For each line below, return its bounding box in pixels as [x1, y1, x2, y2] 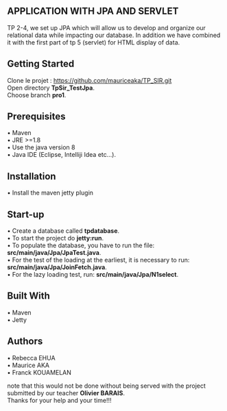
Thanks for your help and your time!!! [7, 396, 112, 404]
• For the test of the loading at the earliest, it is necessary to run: [7, 256, 190, 264]
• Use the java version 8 [7, 143, 75, 151]
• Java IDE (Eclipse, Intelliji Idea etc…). [7, 151, 117, 159]
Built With [7, 290, 50, 302]
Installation [7, 171, 56, 182]
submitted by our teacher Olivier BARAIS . [7, 388, 126, 397]
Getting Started [7, 58, 75, 70]
